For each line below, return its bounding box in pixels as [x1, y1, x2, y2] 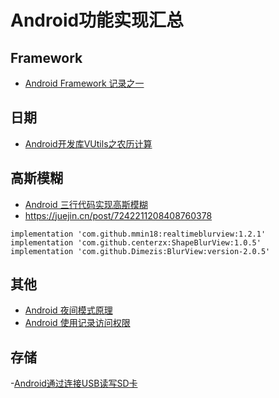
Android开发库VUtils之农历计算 [24, 137, 153, 150]
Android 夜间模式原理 [24, 304, 113, 316]
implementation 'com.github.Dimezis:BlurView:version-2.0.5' [10, 246, 271, 256]
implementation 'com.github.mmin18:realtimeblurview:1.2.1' [10, 229, 267, 239]
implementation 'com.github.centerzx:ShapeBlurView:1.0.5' [10, 237, 262, 248]
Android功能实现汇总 [10, 9, 185, 32]
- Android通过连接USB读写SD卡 [10, 377, 138, 390]
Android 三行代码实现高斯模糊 [24, 198, 148, 210]
